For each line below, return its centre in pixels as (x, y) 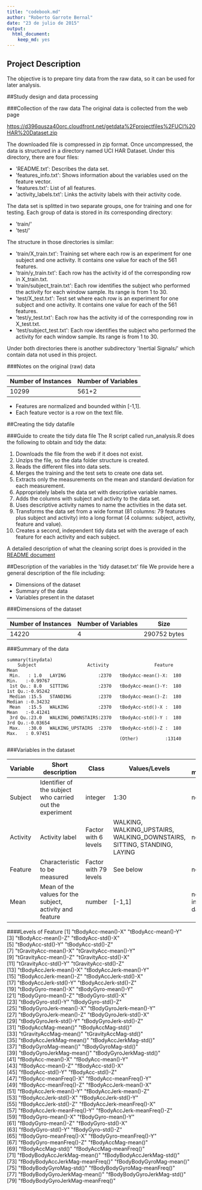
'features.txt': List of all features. (56, 188)
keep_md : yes (34, 40)
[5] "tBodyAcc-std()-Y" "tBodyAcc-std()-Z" (60, 944)
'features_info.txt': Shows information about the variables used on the (102, 175)
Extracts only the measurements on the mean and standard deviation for (105, 479)
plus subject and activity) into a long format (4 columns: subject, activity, (105, 517)
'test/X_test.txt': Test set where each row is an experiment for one (97, 298)
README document (31, 555)
